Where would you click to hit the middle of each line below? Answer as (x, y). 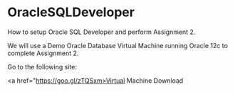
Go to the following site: (42, 67)
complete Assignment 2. (43, 53)
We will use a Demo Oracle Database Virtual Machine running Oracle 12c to (117, 45)
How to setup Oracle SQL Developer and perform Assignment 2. (101, 32)
